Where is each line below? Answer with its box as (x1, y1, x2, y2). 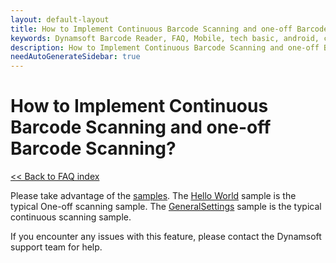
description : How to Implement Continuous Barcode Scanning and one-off (10, 42, 320, 53)
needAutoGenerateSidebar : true (10, 52, 141, 62)
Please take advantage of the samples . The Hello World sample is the (10, 190, 297, 202)
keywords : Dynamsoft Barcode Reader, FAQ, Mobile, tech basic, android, (10, 33, 320, 43)
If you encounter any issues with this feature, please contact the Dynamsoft (10, 231, 322, 243)
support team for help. (10, 241, 103, 253)
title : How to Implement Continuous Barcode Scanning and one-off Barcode (10, 24, 329, 34)
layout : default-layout (10, 14, 110, 25)
